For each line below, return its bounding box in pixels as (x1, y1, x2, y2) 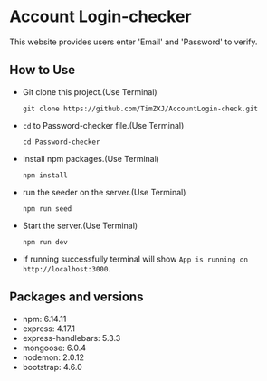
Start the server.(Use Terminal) (22, 220, 138, 231)
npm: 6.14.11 (22, 313, 67, 324)
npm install (22, 170, 68, 180)
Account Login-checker (9, 6, 192, 27)
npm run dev (22, 237, 68, 246)
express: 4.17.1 (22, 323, 75, 334)
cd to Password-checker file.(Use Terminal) (22, 119, 185, 130)
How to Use (9, 62, 76, 78)
